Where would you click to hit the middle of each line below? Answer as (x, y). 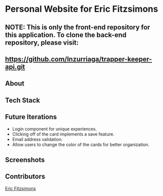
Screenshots (25, 160)
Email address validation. (37, 139)
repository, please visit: (42, 42)
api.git (15, 67)
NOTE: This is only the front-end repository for (78, 27)
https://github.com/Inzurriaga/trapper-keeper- (79, 59)
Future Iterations (31, 117)
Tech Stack (23, 100)
